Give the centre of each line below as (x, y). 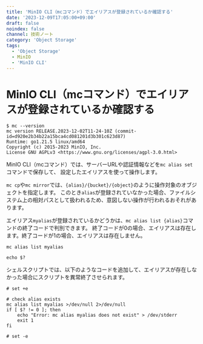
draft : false (23, 23)
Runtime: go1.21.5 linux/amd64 (46, 142)
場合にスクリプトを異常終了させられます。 (75, 277)
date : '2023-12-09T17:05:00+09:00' (51, 18)
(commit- (126, 131)
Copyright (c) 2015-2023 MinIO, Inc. (54, 147)
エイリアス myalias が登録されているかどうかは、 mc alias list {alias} (95, 220)
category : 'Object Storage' (42, 40)
